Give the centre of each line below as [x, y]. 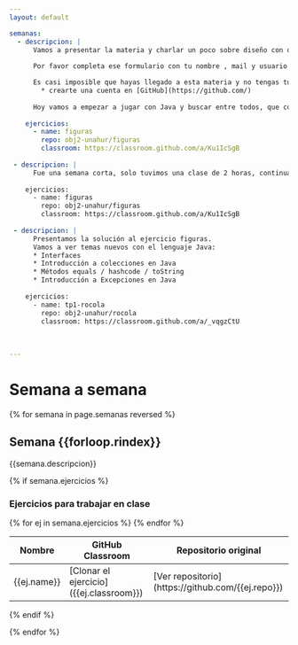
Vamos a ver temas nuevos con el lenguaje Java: [124, 247]
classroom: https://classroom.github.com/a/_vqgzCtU [141, 321]
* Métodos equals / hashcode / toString [108, 272]
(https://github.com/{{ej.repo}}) [218, 587]
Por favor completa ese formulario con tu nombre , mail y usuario [160, 66]
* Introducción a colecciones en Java [104, 264]
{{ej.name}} [37, 581]
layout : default [39, 17]
